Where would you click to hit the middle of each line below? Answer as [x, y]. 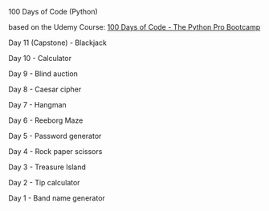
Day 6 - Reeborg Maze [46, 120]
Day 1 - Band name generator [57, 198]
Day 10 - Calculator [40, 58]
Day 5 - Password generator [55, 136]
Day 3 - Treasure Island [47, 167]
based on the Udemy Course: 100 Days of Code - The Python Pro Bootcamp [134, 27]
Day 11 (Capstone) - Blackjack [57, 43]
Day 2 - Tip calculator [44, 183]
